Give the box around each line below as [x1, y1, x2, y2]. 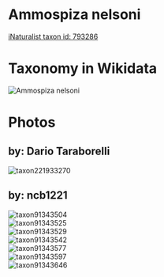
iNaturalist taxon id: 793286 [8, 32, 99, 41]
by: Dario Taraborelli [8, 145, 110, 158]
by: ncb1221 [8, 188, 69, 203]
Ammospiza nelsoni [8, 6, 141, 24]
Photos [8, 113, 56, 131]
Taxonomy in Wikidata [8, 59, 158, 78]
